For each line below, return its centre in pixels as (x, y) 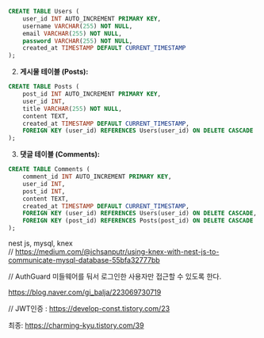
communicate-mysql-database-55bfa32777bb (84, 260)
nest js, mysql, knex (40, 243)
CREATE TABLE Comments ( (49, 169)
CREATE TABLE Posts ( (44, 87)
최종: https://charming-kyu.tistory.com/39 (76, 325)
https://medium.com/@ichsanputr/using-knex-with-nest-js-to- (117, 252)
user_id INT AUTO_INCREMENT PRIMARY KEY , (92, 19)
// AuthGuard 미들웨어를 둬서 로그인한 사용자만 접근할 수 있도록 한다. (115, 276)
